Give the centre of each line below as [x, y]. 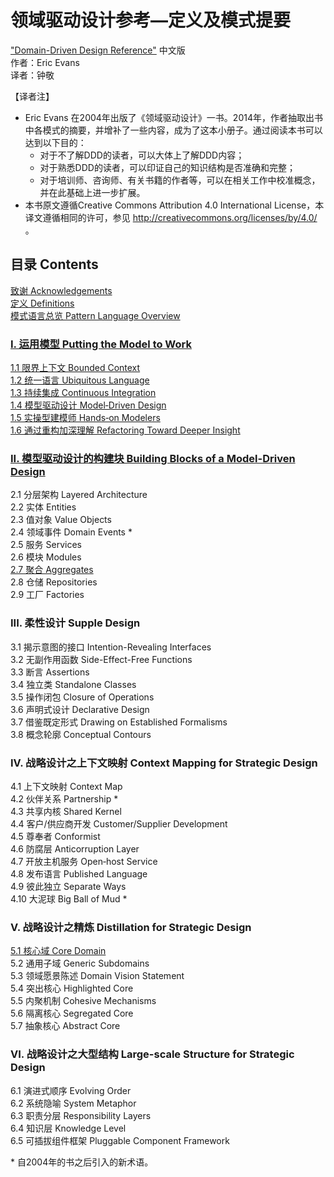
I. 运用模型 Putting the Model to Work [101, 344]
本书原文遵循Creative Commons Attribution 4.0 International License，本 [174, 205]
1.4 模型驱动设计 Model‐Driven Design [88, 405]
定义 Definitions [42, 303]
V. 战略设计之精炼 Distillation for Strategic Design [131, 927]
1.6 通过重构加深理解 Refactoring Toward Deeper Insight [125, 430]
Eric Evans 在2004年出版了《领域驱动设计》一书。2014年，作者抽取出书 [173, 117]
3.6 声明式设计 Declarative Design [80, 709]
